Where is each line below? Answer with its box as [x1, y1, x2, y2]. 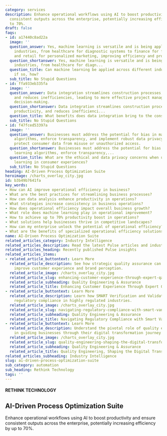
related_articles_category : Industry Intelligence [5, 238, 112, 243]
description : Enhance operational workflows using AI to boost [5, 12, 139, 17]
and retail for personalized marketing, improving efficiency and [14, 53, 155, 59]
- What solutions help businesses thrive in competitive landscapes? [5, 219, 153, 225]
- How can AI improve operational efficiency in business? [5, 187, 130, 192]
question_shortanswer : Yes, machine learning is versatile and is [9, 58, 150, 63]
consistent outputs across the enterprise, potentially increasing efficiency [5, 420, 156, 426]
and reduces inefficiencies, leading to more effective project [14, 95, 150, 100]
